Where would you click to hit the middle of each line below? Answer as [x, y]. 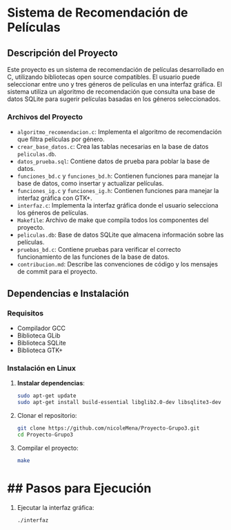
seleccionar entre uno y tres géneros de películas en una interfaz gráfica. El [115, 84]
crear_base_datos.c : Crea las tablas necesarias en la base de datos [113, 147]
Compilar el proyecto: [48, 448]
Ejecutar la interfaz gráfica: [56, 507]
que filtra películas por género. [61, 139]
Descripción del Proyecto [63, 53]
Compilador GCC [41, 328]
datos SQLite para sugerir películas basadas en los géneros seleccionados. [114, 99]
